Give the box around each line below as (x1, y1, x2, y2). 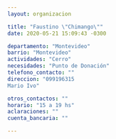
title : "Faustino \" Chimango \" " (7, 23, 103, 30)
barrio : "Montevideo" (7, 49, 72, 57)
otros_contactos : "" (7, 95, 69, 102)
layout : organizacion (7, 10, 72, 18)
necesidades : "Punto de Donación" (7, 62, 110, 69)
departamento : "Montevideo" (7, 43, 91, 50)
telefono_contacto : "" (7, 69, 75, 76)
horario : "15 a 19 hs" (7, 101, 75, 109)
